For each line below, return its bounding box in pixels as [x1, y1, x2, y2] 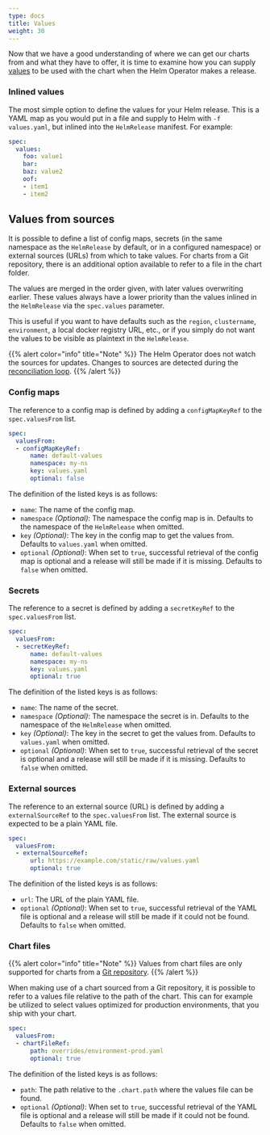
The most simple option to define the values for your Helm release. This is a [8, 104, 260, 114]
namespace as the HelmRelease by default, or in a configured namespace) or [8, 242, 262, 252]
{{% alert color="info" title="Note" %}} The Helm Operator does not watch [8, 349, 256, 359]
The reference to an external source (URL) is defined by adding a [8, 801, 225, 811]
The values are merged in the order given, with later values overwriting [8, 284, 243, 293]
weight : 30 [8, 27, 45, 35]
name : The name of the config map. [19, 504, 135, 514]
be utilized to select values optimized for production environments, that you [8, 1000, 260, 1010]
